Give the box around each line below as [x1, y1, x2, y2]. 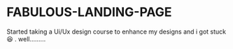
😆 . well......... [6, 34, 46, 43]
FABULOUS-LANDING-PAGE [6, 4, 172, 20]
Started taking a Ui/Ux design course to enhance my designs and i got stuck [6, 27, 227, 36]
